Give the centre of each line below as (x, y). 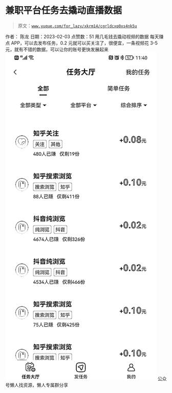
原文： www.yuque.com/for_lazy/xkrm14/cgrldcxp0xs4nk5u (77, 26)
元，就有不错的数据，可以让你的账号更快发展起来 (57, 49)
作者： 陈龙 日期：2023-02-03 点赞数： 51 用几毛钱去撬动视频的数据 (77, 36)
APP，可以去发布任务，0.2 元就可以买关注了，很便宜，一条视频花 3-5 (84, 43)
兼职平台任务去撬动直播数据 (64, 11)
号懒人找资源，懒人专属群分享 (37, 385)
